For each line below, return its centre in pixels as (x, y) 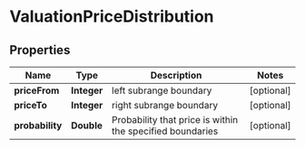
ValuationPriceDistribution (112, 17)
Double (87, 126)
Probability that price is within (175, 120)
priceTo (30, 105)
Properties (40, 50)
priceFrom (37, 90)
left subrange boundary (162, 90)
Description (176, 75)
